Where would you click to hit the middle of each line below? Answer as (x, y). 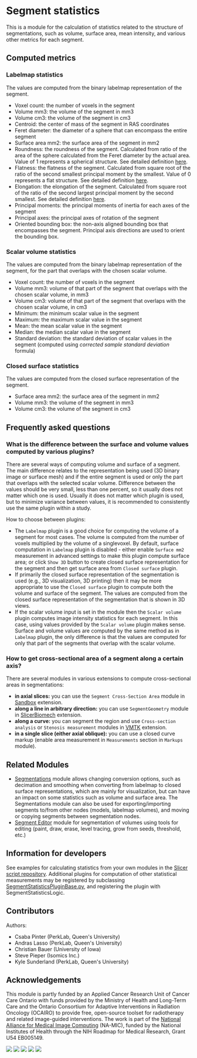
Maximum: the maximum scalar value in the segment (78, 319)
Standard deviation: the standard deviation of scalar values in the (93, 338)
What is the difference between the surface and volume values (97, 444)
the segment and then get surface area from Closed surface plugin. (96, 568)
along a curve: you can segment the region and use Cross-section (95, 721)
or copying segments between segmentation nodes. (77, 816)
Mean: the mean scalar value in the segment (68, 326)
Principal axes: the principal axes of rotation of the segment (87, 217)
